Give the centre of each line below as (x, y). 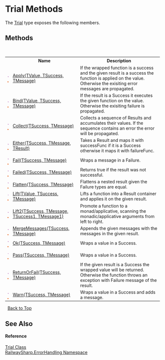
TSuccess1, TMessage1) (38, 216)
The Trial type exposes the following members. (53, 23)
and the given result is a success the (117, 73)
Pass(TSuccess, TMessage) (41, 255)
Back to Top (19, 308)
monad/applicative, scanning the (113, 211)
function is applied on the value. (112, 78)
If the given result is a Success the (115, 264)
